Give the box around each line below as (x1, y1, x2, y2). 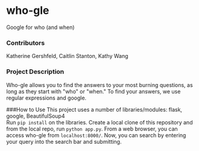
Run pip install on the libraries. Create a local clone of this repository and (6, 118, 193, 126)
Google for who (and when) (6, 24, 75, 31)
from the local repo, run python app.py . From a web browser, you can (6, 125, 178, 132)
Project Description (6, 68, 65, 76)
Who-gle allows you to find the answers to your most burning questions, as (6, 81, 193, 88)
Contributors (6, 39, 45, 47)
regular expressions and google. (6, 94, 87, 101)
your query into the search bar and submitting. (6, 138, 122, 145)
